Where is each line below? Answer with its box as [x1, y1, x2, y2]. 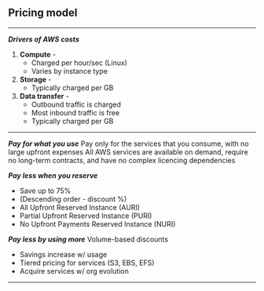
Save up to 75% [19, 186, 71, 195]
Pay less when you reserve [8, 170, 98, 180]
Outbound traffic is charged [31, 100, 122, 109]
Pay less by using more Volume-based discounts [8, 235, 169, 244]
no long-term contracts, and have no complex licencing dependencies [8, 155, 236, 165]
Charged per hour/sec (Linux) [31, 58, 128, 67]
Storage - [19, 75, 52, 84]
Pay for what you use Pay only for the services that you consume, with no [8, 139, 249, 148]
